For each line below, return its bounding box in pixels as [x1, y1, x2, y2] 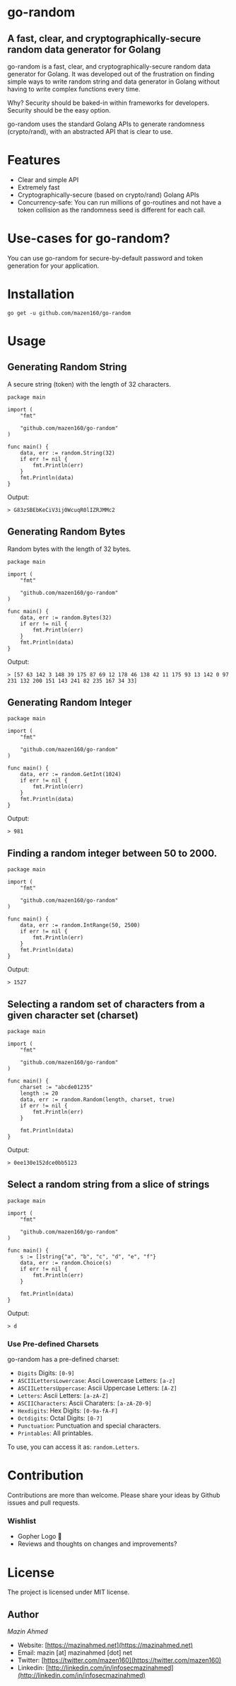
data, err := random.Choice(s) [20, 1259, 112, 1266]
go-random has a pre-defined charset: [7, 1355, 120, 1364]
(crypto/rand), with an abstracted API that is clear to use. [7, 127, 173, 135]
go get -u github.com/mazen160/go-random [7, 309, 131, 317]
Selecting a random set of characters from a [7, 998, 205, 1010]
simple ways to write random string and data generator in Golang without [7, 77, 220, 86]
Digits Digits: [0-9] [17, 1369, 75, 1377]
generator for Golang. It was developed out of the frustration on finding [7, 70, 215, 78]
